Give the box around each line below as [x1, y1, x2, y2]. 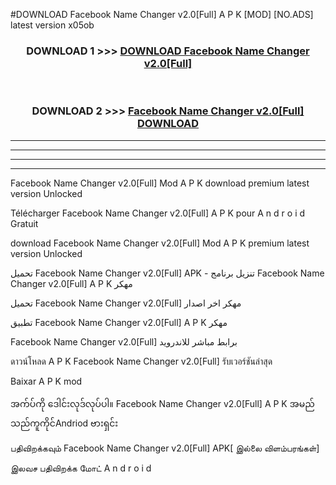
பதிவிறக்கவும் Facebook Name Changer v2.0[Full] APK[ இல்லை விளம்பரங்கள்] [10, 442, 320, 454]
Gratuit [10, 217, 39, 229]
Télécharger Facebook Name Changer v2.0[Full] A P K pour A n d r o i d [10, 207, 306, 219]
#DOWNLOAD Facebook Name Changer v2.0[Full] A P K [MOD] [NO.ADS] [10, 9, 314, 20]
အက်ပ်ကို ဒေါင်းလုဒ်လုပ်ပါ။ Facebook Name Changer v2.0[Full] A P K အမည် [10, 397, 315, 409]
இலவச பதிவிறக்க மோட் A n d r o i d [10, 462, 152, 474]
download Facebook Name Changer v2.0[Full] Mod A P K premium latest [10, 237, 310, 249]
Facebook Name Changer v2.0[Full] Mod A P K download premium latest [10, 177, 310, 189]
